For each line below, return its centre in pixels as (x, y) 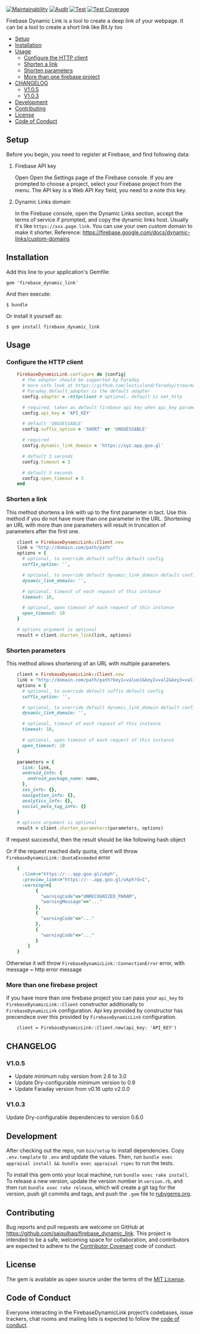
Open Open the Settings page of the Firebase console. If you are (94, 177)
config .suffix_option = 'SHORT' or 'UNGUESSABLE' (85, 429)
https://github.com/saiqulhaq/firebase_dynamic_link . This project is (89, 1234)
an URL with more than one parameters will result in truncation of (86, 525)
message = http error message (44, 970)
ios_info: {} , (40, 790)
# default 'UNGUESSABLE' (53, 424)
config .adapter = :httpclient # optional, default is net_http (102, 396)
